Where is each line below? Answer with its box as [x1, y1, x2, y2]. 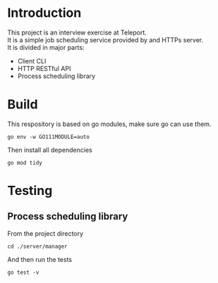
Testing [7, 183, 53, 199]
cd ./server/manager [7, 243, 68, 250]
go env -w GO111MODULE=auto [7, 133, 90, 140]
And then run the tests [7, 255, 73, 263]
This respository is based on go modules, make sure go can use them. [7, 120, 212, 128]
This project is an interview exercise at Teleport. [7, 28, 147, 37]
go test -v [7, 269, 40, 276]
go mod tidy [7, 159, 42, 166]
